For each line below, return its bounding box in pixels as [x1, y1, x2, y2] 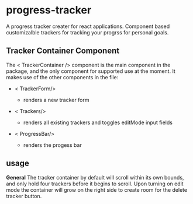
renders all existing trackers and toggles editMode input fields [23, 119, 173, 126]
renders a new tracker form [23, 96, 89, 103]
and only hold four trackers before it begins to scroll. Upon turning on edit [6, 180, 184, 187]
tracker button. [6, 192, 42, 199]
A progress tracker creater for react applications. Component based [6, 23, 170, 30]
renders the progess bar [23, 141, 82, 149]
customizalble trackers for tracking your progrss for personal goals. [6, 29, 169, 36]
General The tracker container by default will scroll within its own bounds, [6, 174, 184, 181]
